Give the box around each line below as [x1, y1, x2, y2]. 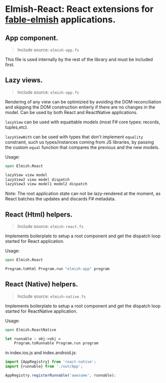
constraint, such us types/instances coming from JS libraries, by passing [5, 139, 154, 145]
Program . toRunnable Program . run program [14, 341, 99, 346]
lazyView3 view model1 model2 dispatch [5, 182, 88, 187]
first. [5, 62, 15, 67]
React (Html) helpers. [5, 210, 73, 219]
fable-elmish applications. [5, 14, 116, 25]
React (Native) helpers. [5, 280, 78, 288]
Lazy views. [5, 76, 43, 85]
